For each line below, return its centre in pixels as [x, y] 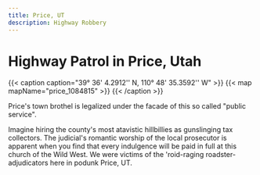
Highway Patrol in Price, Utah [105, 61]
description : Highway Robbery [58, 23]
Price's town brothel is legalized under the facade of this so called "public [127, 106]
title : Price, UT [36, 15]
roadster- [221, 155]
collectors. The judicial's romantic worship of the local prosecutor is [117, 138]
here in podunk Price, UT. [91, 163]
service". [22, 115]
